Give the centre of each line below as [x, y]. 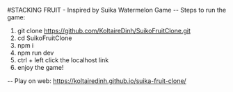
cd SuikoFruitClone [45, 38]
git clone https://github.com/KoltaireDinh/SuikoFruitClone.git [104, 31]
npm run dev [35, 53]
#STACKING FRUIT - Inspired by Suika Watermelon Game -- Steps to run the [117, 10]
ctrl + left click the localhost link [63, 60]
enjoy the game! [40, 67]
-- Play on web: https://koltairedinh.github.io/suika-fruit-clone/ [97, 81]
